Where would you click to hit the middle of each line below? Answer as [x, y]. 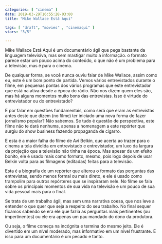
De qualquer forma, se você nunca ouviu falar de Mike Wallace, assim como [81, 75]
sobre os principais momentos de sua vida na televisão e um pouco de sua [80, 186]
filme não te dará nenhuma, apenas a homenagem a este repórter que [75, 126]
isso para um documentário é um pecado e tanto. [54, 237]
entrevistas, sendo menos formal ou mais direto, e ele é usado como [74, 176]
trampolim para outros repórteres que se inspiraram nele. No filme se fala [79, 182]
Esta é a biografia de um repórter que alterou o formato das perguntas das [80, 171]
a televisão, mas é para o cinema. [39, 66]
